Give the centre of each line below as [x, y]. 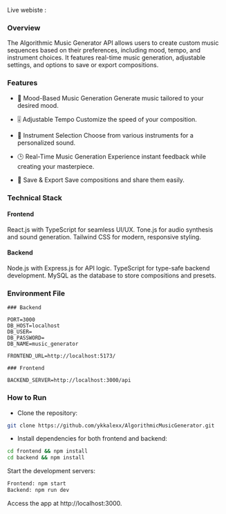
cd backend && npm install [46, 458]
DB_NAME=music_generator [43, 344]
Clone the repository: [47, 413]
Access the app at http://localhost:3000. [65, 503]
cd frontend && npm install [48, 451]
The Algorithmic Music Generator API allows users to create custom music [113, 43]
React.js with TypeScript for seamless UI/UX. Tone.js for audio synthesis [110, 229]
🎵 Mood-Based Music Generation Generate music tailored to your [110, 98]
